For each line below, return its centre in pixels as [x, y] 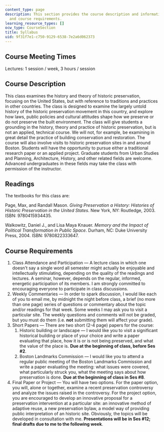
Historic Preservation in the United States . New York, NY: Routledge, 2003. [80, 211]
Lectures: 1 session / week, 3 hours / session [50, 69]
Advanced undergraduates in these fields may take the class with [71, 163]
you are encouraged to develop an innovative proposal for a [72, 398]
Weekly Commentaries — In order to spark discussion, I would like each [84, 294]
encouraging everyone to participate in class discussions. [70, 289]
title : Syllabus [21, 32]
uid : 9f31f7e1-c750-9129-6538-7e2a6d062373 [50, 37]
